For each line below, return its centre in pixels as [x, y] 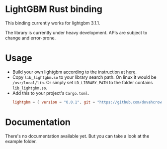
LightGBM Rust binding [54, 9]
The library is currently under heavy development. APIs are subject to [76, 32]
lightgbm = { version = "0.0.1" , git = [54, 102]
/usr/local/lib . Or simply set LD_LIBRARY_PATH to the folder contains [83, 82]
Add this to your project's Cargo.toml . [51, 93]
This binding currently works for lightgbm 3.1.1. [53, 23]
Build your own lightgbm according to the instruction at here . [74, 72]
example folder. [21, 141]
